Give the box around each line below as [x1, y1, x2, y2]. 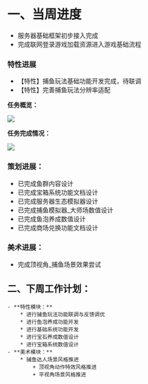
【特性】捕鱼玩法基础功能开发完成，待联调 [17, 77, 142, 86]
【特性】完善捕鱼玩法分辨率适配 [17, 86, 111, 94]
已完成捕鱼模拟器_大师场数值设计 [17, 206, 114, 214]
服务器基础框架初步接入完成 [17, 31, 99, 40]
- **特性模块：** [7, 303, 53, 310]
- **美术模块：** [7, 348, 53, 356]
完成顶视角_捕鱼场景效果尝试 [17, 260, 101, 269]
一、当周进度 [7, 6, 82, 23]
